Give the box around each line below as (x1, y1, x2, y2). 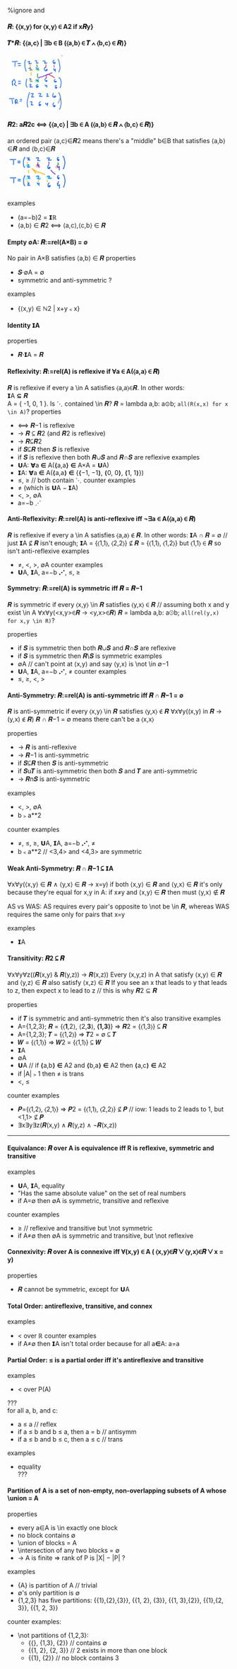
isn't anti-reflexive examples (7, 547, 90, 555)
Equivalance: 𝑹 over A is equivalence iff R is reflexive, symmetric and (7, 1144, 214, 1153)
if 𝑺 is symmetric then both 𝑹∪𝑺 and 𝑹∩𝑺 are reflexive (17, 644, 176, 652)
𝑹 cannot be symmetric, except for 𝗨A (17, 1285, 130, 1294)
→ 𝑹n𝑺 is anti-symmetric (17, 775, 90, 783)
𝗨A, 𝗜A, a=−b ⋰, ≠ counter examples (17, 667, 127, 676)
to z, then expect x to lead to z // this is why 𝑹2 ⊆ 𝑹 (7, 986, 157, 994)
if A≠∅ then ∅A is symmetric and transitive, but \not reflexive (17, 1231, 194, 1240)
